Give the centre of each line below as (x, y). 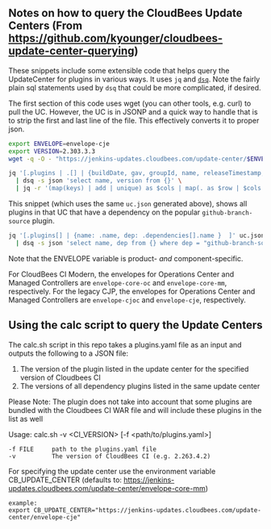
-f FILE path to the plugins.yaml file (83, 449)
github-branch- (227, 213)
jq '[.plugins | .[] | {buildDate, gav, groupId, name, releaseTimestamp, (137, 173)
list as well (26, 419)
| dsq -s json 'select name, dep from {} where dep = (108, 243)
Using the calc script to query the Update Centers (135, 325)
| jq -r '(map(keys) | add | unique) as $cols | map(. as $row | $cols (139, 189)
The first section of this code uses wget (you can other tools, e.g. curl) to (130, 103)
